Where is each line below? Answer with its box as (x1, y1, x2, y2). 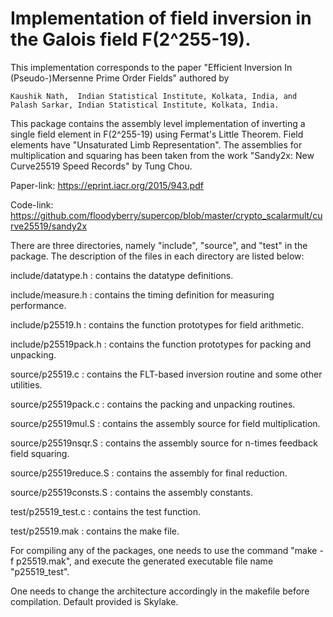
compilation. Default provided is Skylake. (10, 595, 179, 607)
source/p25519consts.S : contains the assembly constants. (10, 486, 253, 498)
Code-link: (10, 198, 54, 211)
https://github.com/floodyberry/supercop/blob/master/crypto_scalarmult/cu (10, 209, 323, 221)
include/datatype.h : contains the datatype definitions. (10, 269, 234, 281)
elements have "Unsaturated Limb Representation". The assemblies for (10, 138, 303, 151)
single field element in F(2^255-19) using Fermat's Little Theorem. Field (10, 128, 304, 140)
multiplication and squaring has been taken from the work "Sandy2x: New (10, 149, 315, 161)
